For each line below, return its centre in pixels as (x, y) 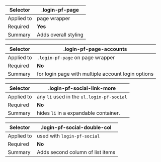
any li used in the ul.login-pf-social (82, 97)
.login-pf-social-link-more (82, 88)
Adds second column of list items (76, 152)
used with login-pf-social (68, 136)
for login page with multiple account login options (95, 74)
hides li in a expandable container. (78, 113)
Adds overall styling (60, 35)
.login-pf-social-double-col (76, 127)
